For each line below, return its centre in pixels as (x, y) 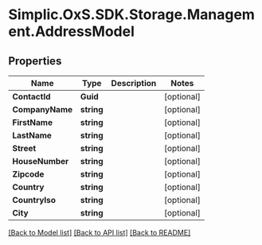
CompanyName (43, 109)
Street (24, 148)
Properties (35, 61)
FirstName (33, 122)
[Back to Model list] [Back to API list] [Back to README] (100, 233)
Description (134, 83)
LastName (32, 135)
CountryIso (34, 200)
